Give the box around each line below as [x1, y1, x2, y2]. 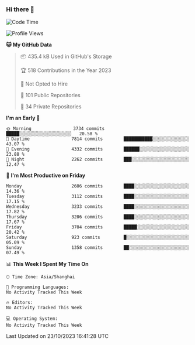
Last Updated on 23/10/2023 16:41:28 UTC [6, 333, 109, 340]
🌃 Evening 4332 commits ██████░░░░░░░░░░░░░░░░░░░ [6, 146, 190, 152]
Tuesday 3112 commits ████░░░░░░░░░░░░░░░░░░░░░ [6, 193, 190, 200]
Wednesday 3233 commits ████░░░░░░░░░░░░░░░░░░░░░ [6, 204, 190, 210]
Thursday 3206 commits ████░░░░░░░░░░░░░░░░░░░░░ [6, 214, 190, 220]
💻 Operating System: [6, 316, 58, 322]
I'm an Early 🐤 [6, 114, 40, 122]
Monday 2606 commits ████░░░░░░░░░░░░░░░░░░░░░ [6, 183, 190, 189]
